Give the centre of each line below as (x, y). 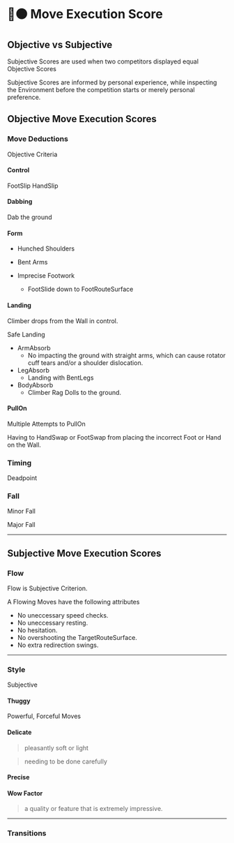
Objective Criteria (32, 154)
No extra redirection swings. (58, 645)
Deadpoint (22, 478)
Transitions (27, 833)
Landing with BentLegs (61, 378)
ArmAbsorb (34, 348)
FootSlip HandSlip (33, 186)
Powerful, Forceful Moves (44, 716)
